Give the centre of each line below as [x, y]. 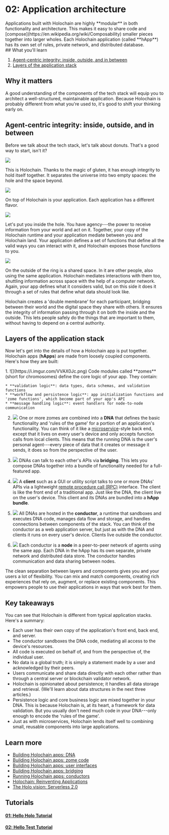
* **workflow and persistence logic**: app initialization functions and [84, 395]
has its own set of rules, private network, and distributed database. [75, 44]
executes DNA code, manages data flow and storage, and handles [81, 519]
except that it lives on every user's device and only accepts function [83, 434]
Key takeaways [30, 603]
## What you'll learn [26, 50]
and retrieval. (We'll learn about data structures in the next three [79, 689]
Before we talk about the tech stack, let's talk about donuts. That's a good [82, 145]
